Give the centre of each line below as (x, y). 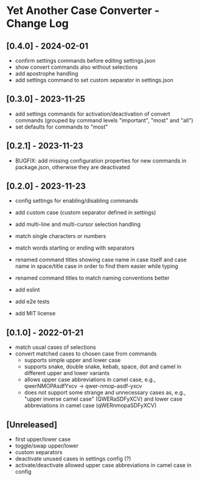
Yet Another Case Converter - (83, 11)
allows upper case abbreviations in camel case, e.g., (90, 380)
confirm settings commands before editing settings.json (85, 61)
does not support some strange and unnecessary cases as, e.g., (105, 393)
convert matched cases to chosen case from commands (86, 354)
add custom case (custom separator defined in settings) (86, 212)
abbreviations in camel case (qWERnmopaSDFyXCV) (90, 406)
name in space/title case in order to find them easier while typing (96, 266)
